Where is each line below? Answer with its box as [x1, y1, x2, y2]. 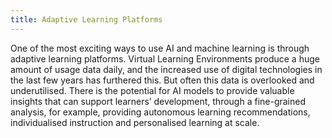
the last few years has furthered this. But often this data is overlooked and [10, 74, 315, 86]
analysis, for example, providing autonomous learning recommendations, [10, 106, 311, 118]
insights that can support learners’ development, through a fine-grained [10, 95, 307, 107]
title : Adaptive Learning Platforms [10, 14, 163, 25]
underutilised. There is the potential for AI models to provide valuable [10, 84, 295, 96]
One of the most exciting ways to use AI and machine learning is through [10, 42, 310, 54]
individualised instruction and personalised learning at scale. [10, 116, 260, 128]
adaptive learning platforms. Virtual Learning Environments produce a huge [10, 52, 320, 65]
